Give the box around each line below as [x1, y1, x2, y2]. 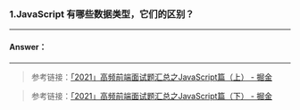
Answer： [9, 41, 47, 52]
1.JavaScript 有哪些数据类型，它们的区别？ [9, 7, 195, 20]
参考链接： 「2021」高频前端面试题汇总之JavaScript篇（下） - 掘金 [30, 90, 272, 101]
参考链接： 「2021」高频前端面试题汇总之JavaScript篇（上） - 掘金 [30, 72, 272, 82]
